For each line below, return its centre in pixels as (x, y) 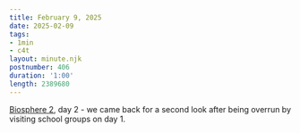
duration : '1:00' (42, 76)
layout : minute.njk (46, 59)
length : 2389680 (39, 84)
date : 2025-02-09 (42, 26)
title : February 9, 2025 (56, 17)
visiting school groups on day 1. (68, 119)
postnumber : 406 (39, 68)
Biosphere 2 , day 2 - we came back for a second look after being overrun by (150, 109)
